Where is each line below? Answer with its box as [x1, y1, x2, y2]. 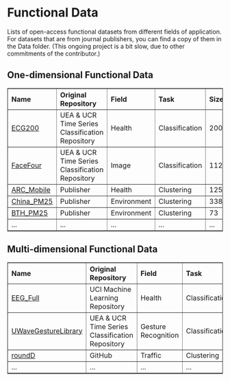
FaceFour [11, 160, 42, 170]
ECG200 [11, 123, 40, 132]
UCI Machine [90, 284, 131, 294]
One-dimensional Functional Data [7, 69, 154, 81]
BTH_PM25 [11, 208, 49, 218]
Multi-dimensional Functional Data [7, 244, 158, 255]
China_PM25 [11, 196, 53, 206]
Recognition [140, 330, 179, 340]
